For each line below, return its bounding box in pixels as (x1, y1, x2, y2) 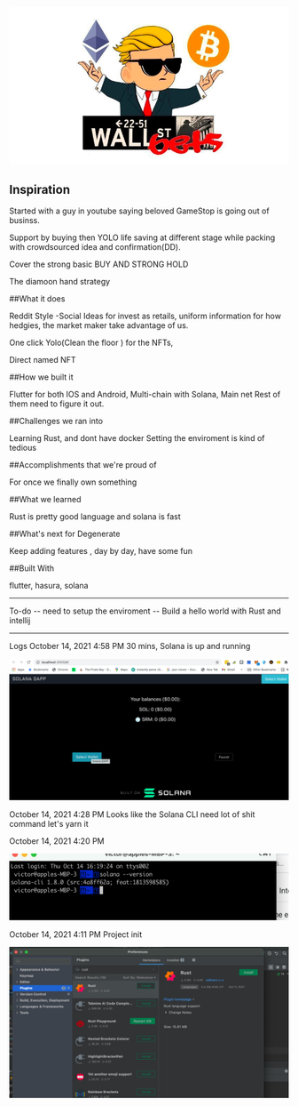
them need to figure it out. (9, 398, 105, 409)
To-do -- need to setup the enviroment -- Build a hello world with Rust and (9, 606, 281, 616)
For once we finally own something (9, 477, 137, 487)
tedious (9, 443, 37, 453)
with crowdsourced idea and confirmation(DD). (9, 242, 182, 253)
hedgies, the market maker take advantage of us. (9, 320, 189, 331)
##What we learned (9, 494, 82, 505)
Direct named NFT (9, 355, 77, 365)
